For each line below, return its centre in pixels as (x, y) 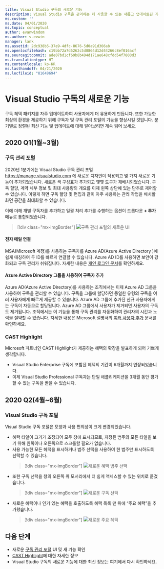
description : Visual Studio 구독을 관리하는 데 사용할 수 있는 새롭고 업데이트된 (79, 14)
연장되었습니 (145, 365)
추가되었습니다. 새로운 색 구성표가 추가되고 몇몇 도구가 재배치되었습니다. (82, 182)
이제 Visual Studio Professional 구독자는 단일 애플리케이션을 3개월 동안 (81, 377)
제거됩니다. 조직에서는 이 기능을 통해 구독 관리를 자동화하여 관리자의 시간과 (81, 311)
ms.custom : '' (20, 19)
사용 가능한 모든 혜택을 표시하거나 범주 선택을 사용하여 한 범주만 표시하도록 (83, 449)
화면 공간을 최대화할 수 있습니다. (36, 200)
